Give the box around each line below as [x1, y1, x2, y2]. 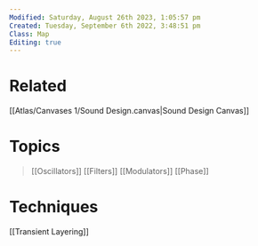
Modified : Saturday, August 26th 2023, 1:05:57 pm [9, 12, 201, 22]
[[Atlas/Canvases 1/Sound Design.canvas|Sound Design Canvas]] [9, 106, 250, 116]
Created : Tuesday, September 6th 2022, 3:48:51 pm [9, 21, 201, 30]
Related [9, 76, 67, 96]
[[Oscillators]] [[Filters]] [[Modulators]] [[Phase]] [30, 166, 209, 177]
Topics [9, 137, 60, 156]
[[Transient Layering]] [9, 226, 89, 237]
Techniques [9, 197, 99, 218]
